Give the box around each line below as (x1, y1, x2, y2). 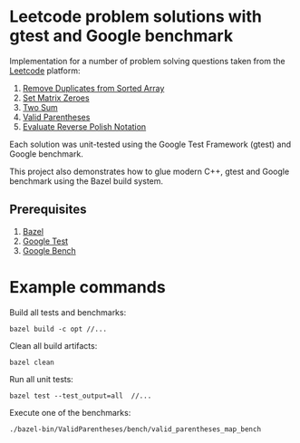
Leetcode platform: (9, 65, 81, 76)
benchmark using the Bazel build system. (9, 175, 164, 187)
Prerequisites (9, 202, 87, 217)
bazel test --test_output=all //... (9, 391, 152, 400)
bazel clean (9, 358, 54, 367)
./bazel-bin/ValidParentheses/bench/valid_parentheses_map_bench (9, 424, 261, 434)
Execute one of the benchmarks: (9, 407, 131, 418)
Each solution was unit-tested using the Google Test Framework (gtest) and (9, 139, 292, 149)
